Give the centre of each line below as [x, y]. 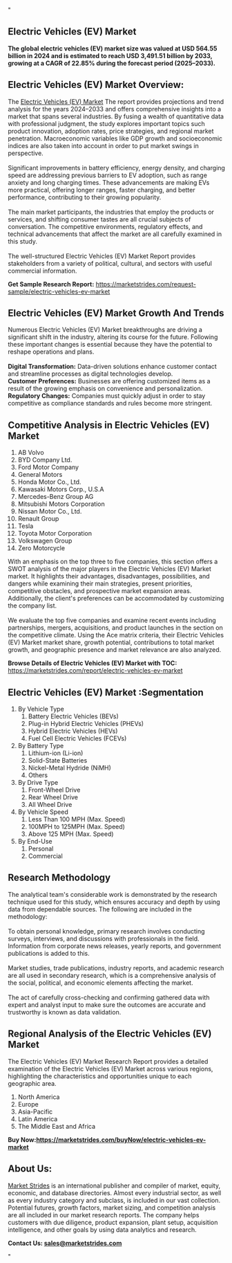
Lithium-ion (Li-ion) [56, 753]
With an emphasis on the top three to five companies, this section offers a [113, 562]
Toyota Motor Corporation [55, 534]
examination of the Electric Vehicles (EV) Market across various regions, [110, 1069]
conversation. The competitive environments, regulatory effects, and [105, 226]
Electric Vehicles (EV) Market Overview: [96, 85]
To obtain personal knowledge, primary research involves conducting [107, 931]
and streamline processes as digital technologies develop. [90, 374]
